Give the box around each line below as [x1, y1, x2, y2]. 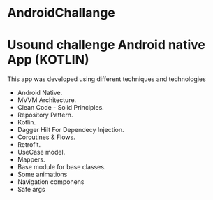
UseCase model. [17, 148, 66, 157]
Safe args [17, 185, 45, 194]
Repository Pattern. [17, 110, 73, 120]
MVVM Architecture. [17, 96, 77, 104]
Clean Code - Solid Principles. [17, 103, 105, 112]
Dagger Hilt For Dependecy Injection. [17, 126, 124, 134]
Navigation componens [17, 178, 85, 186]
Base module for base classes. [17, 163, 106, 171]
